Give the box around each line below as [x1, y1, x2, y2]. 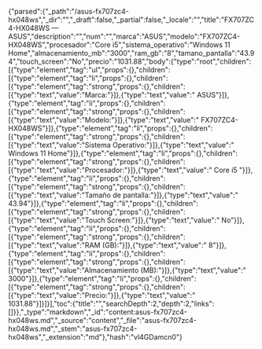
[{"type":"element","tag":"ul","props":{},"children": [8, 65, 171, 74]
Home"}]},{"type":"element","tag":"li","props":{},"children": [47, 149, 238, 158]
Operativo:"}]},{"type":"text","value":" [113, 141, 234, 149]
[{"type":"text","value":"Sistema [8, 141, 112, 149]
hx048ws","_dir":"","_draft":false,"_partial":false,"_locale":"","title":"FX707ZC [8, 15, 254, 24]
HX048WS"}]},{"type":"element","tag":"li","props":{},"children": [8, 123, 213, 133]
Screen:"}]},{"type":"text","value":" [106, 215, 220, 225]
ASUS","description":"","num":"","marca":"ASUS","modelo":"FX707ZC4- [8, 31, 241, 41]
